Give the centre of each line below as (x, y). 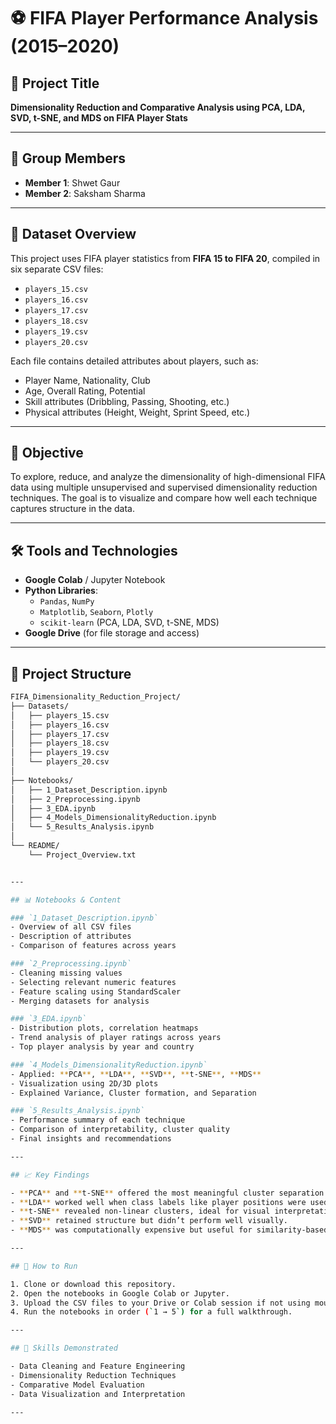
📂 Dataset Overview (73, 234)
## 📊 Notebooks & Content (66, 900)
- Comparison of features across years (93, 946)
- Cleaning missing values (66, 973)
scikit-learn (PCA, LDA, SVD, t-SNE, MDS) (129, 622)
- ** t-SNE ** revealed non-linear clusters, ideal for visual (140, 1211)
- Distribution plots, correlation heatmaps (104, 1028)
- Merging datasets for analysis (80, 1001)
